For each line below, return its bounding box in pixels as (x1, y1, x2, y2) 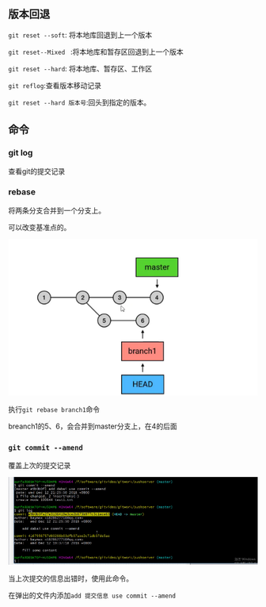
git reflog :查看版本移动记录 (8, 80, 101, 90)
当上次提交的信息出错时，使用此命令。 (8, 574, 133, 583)
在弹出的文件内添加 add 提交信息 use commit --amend (8, 590, 177, 601)
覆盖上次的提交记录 (8, 461, 71, 471)
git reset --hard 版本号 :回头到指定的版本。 (8, 98, 151, 107)
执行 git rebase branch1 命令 (8, 405, 101, 414)
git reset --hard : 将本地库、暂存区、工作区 (8, 63, 153, 73)
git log (8, 148, 33, 159)
